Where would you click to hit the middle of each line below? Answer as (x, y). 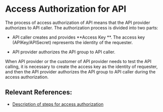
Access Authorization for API (66, 9)
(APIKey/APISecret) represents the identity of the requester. (72, 42)
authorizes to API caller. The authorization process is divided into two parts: (82, 27)
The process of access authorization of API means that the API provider (78, 22)
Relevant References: (39, 92)
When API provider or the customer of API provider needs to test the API (78, 61)
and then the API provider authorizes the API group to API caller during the (81, 71)
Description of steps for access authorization (58, 104)
